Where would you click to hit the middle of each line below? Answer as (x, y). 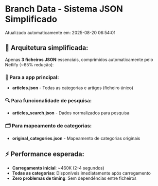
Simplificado (31, 19)
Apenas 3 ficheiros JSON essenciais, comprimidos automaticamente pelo (79, 60)
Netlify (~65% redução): (29, 64)
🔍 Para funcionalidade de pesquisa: (48, 100)
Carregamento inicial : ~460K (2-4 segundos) (58, 168)
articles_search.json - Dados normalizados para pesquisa (71, 113)
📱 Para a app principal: (32, 77)
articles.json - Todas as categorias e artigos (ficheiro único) (73, 88)
